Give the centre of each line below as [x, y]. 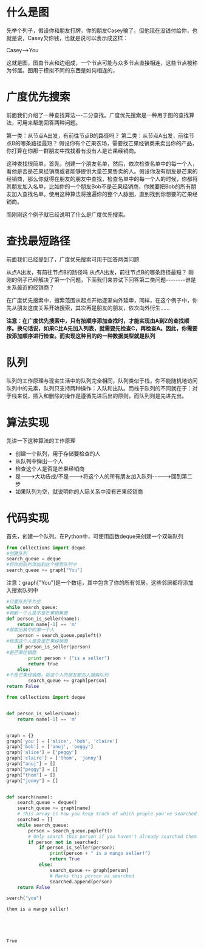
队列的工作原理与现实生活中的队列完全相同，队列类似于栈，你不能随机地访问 [102, 381]
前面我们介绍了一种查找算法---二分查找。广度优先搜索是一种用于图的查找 [98, 115]
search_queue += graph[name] [54, 808]
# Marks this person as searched [92, 876]
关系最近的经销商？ [30, 287]
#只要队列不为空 [24, 602]
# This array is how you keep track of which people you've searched [107, 814]
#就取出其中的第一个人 [30, 630]
